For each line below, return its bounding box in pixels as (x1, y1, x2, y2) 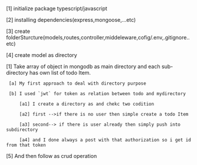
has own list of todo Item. (29, 69, 91, 76)
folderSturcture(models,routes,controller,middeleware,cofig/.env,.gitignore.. (6, 34, 190, 41)
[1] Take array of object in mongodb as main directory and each (6, 63, 160, 70)
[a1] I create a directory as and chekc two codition (19, 101, 155, 107)
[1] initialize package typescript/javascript (6, 5, 107, 12)
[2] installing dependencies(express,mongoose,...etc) (6, 16, 136, 23)
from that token (6, 142, 46, 148)
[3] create (6, 28, 31, 35)
